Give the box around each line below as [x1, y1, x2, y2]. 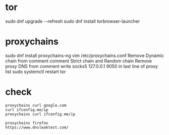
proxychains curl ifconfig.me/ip [5, 111, 76, 117]
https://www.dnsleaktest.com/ [5, 125, 69, 130]
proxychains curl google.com [5, 103, 67, 108]
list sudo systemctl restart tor [5, 69, 66, 75]
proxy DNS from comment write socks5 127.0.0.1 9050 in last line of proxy [5, 63, 158, 69]
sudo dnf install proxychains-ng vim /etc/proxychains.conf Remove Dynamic [5, 52, 164, 58]
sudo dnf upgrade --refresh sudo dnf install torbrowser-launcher [5, 18, 140, 24]
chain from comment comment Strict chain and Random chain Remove [5, 57, 152, 64]
